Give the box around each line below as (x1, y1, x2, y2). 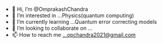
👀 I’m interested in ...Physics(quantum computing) (11, 12, 134, 19)
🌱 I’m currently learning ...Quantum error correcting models (11, 18, 157, 25)
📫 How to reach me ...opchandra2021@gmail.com (11, 32, 136, 38)
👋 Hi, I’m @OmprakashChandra (11, 6, 88, 12)
